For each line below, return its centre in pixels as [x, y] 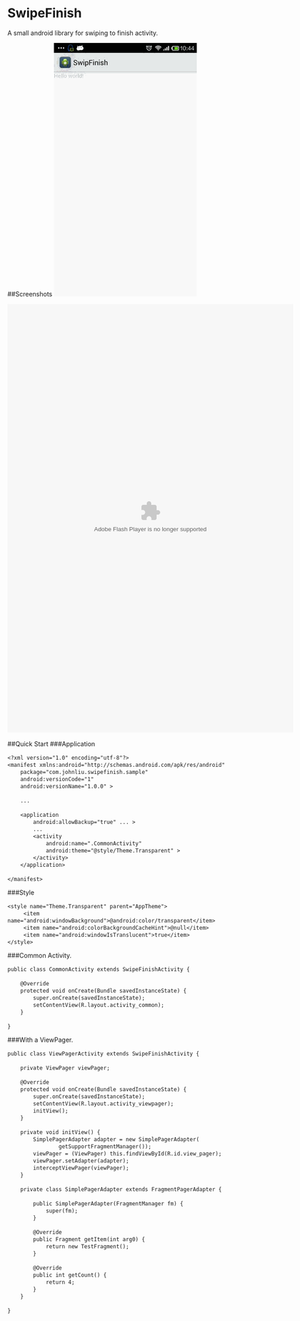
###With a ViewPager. [40, 1040]
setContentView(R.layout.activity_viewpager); [104, 1104]
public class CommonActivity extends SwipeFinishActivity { [99, 969]
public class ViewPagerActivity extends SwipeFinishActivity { [104, 1054]
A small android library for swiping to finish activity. [83, 33]
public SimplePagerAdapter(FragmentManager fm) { [108, 1204]
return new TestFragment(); [87, 1246]
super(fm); [62, 1211]
